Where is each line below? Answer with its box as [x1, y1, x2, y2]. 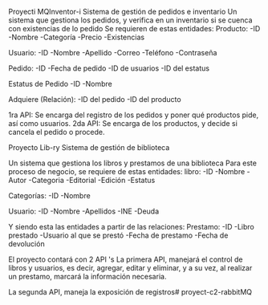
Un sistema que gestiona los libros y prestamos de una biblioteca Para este [8, 158, 257, 168]
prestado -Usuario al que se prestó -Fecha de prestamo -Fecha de [8, 230, 229, 240]
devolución [8, 239, 46, 248]
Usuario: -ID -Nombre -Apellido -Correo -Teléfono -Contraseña [8, 48, 217, 57]
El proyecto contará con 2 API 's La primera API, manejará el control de [8, 254, 243, 264]
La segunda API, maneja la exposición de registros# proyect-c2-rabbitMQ [8, 287, 253, 296]
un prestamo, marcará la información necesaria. [8, 272, 167, 281]
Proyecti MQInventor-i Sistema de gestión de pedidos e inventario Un [8, 7, 238, 16]
